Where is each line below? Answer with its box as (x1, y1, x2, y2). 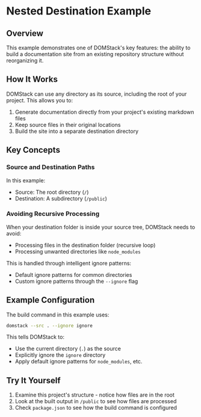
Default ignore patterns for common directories (14, 271, 132, 278)
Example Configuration (6, 295, 95, 305)
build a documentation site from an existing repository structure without (6, 51, 184, 58)
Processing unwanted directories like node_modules (14, 248, 141, 255)
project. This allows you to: (6, 96, 73, 103)
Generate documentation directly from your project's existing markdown (14, 108, 194, 116)
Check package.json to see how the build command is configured (14, 404, 178, 412)
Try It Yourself (6, 375, 61, 386)
